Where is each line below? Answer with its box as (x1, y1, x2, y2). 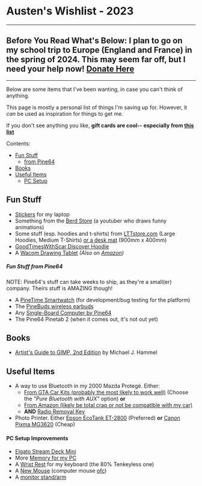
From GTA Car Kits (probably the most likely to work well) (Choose (23, 389, 188, 396)
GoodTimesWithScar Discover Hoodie (14, 242, 109, 250)
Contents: (6, 140, 31, 147)
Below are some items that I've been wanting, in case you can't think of (6, 86, 183, 93)
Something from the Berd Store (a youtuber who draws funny (14, 217, 167, 224)
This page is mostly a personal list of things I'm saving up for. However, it (6, 104, 188, 111)
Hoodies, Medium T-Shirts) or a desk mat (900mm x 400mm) (14, 236, 167, 244)
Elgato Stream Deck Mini (14, 448, 76, 455)
